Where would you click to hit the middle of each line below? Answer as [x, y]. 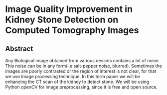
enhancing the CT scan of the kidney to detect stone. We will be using [77, 82]
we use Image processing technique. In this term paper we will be [73, 76]
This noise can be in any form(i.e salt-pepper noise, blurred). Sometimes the [83, 66]
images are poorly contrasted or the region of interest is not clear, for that [81, 71]
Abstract [19, 48]
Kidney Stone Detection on [62, 20]
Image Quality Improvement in [69, 9]
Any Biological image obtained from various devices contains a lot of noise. [83, 60]
